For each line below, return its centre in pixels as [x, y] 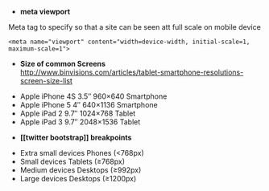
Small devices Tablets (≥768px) [72, 161]
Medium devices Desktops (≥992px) [81, 170]
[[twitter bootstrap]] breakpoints [76, 137]
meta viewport [45, 12]
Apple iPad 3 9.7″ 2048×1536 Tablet [80, 122]
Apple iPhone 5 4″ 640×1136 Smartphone [89, 105]
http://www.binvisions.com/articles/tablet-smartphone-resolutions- [132, 72]
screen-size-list [46, 81]
